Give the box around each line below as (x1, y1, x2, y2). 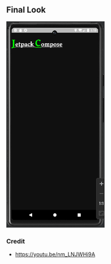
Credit (6, 237, 25, 245)
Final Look (6, 5, 46, 15)
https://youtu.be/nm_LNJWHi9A (15, 251, 96, 258)
